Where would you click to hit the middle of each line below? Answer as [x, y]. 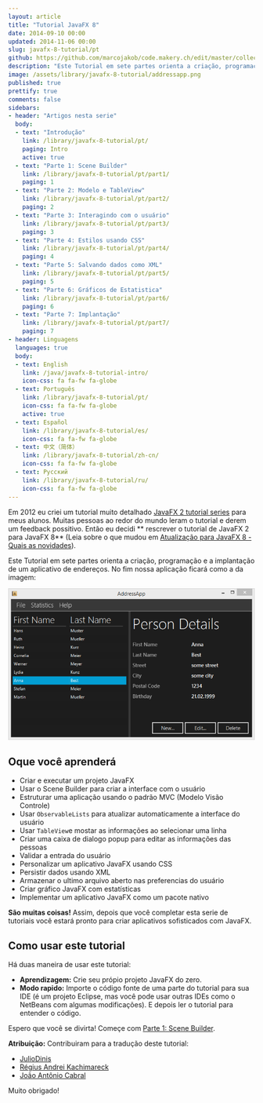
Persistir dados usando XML [65, 872]
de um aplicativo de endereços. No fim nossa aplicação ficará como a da [126, 568]
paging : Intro [45, 149]
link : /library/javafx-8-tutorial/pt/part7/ [96, 323]
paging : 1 [38, 182]
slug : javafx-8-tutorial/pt [54, 50]
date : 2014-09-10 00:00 [47, 33]
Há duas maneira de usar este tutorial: [70, 965]
